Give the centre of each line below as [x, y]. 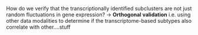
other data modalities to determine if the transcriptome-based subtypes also [99, 21]
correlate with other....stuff [38, 27]
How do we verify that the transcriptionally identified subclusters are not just [99, 8]
